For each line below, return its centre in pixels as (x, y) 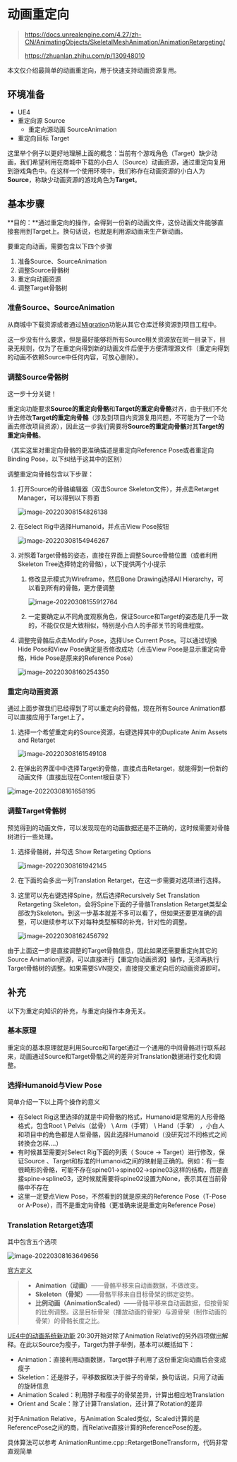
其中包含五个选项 (32, 1242)
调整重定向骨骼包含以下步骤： (50, 474)
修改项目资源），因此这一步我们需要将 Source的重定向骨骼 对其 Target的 (122, 426)
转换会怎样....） (39, 1144)
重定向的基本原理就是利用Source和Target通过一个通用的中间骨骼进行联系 (114, 1047)
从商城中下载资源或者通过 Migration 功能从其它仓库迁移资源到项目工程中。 (114, 324)
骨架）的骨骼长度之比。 (69, 1321)
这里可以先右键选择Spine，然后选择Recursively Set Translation (109, 895)
